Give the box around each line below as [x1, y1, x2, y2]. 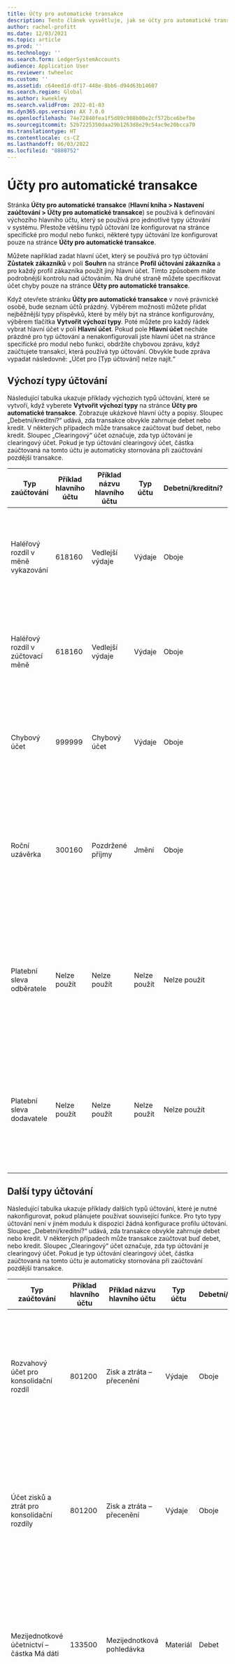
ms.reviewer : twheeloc [7, 69, 73, 76]
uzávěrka [10, 849, 42, 859]
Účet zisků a [10, 1492, 52, 1502]
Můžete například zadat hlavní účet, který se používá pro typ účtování [7, 251, 208, 260]
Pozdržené [92, 840, 127, 850]
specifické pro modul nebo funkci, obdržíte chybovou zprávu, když [7, 340, 201, 348]
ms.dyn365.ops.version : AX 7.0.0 [7, 108, 105, 115]
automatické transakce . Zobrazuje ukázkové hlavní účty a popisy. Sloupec [7, 408, 224, 417]
